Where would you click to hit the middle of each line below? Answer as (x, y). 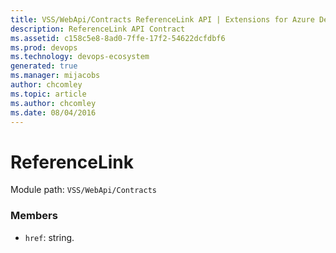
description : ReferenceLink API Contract (98, 29)
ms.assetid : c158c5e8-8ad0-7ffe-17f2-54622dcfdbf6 (118, 38)
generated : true (44, 66)
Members (34, 216)
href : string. (49, 237)
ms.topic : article (48, 94)
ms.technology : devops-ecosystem (80, 57)
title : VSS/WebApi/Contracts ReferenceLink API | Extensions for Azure (162, 19)
